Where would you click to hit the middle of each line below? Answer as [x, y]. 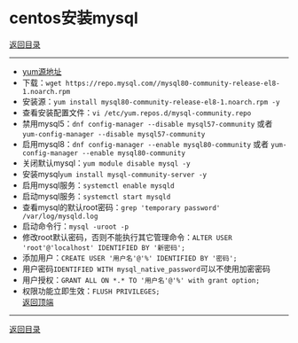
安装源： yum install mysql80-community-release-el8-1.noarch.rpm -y [151, 101]
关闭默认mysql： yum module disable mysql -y [106, 163]
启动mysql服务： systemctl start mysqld [96, 196]
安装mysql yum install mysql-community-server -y [114, 174]
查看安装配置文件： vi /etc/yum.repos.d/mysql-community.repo [137, 113]
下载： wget [42, 82]
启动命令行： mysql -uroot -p [75, 226]
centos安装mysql [74, 18]
